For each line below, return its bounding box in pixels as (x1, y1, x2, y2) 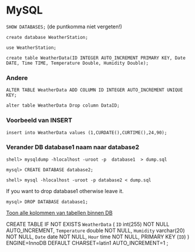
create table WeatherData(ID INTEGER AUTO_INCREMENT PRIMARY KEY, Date (6, 55, 186, 61)
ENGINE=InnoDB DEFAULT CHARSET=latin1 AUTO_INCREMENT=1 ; (6, 239, 168, 246)
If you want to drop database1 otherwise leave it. (6, 187, 124, 194)
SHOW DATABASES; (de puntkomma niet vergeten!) (6, 23, 123, 30)
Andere (6, 74, 28, 82)
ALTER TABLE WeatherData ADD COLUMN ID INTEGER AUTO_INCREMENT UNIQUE (6, 87, 183, 93)
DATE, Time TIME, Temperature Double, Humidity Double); (6, 60, 149, 66)
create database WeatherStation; (6, 34, 88, 40)
